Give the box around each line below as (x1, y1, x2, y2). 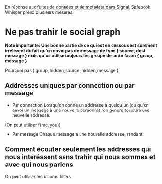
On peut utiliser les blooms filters (5, 173, 71, 179)
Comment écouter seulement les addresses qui (5, 146, 151, 154)
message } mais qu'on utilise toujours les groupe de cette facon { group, (5, 53, 154, 58)
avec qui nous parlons (5, 161, 74, 169)
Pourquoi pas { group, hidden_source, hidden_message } (5, 67, 119, 73)
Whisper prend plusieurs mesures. (5, 9, 74, 15)
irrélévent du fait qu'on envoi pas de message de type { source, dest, (5, 47, 147, 53)
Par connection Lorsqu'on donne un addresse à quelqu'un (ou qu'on (12, 102, 149, 108)
